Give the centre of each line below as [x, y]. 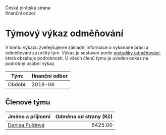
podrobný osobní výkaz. [30, 63]
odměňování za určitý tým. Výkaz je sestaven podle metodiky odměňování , [83, 52]
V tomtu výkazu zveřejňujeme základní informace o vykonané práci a [77, 47]
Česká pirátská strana [28, 8]
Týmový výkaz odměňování [64, 33]
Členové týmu [28, 103]
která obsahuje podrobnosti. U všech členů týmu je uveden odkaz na [77, 58]
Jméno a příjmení [29, 116]
